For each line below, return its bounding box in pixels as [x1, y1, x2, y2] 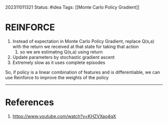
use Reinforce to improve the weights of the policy [5, 74, 109, 80]
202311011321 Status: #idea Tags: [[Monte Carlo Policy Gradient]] [5, 4, 140, 10]
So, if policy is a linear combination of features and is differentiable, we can [5, 69, 160, 75]
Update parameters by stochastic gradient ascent [12, 54, 115, 60]
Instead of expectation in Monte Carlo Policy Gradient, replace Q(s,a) [12, 38, 155, 44]
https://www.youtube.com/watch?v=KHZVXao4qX [12, 113, 116, 119]
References [5, 97, 54, 108]
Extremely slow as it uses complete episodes [12, 59, 105, 65]
